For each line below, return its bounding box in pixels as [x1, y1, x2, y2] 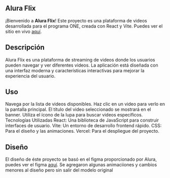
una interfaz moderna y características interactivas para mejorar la [5, 67, 145, 73]
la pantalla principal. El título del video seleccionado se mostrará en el [5, 106, 151, 112]
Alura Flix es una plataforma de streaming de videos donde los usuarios [5, 56, 156, 63]
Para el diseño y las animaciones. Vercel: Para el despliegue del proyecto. [5, 128, 160, 134]
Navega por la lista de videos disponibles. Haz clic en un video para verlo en [5, 101, 165, 107]
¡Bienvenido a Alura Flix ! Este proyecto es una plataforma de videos [5, 17, 147, 23]
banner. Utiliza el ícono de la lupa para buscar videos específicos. [5, 112, 143, 118]
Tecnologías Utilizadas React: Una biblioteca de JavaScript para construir [5, 117, 159, 124]
